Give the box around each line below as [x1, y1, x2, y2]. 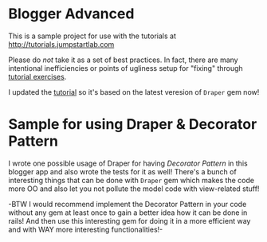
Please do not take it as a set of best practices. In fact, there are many [8, 55, 238, 64]
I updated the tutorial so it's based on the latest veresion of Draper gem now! [8, 87, 260, 96]
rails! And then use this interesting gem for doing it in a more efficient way [8, 216, 251, 225]
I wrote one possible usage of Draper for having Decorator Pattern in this [8, 158, 249, 168]
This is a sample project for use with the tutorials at [8, 31, 177, 41]
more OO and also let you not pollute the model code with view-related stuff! [8, 184, 260, 193]
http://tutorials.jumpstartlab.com [8, 39, 115, 49]
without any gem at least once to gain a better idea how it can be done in [8, 208, 248, 217]
